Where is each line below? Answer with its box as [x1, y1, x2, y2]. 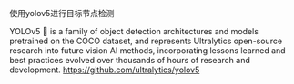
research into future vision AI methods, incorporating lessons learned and [9, 45, 286, 56]
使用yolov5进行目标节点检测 [9, 8, 115, 18]
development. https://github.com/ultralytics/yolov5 [9, 64, 200, 75]
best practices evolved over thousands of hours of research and [9, 55, 250, 65]
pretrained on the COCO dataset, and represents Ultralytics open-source [9, 35, 283, 46]
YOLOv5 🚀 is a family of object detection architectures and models [9, 26, 259, 36]
